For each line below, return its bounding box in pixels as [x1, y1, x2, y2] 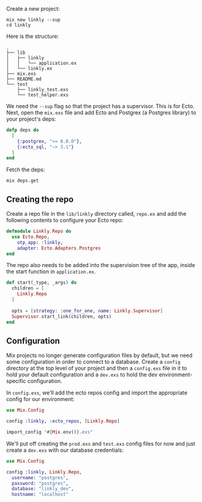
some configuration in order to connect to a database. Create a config [6, 358, 181, 365]
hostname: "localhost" [11, 492, 69, 498]
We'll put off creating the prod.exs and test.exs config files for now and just [6, 440, 196, 447]
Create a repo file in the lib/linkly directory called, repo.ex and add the [6, 210, 187, 217]
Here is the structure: [6, 33, 59, 40]
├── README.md [6, 76, 42, 82]
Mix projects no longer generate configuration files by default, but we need [6, 352, 193, 359]
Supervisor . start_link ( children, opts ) [11, 314, 112, 320]
